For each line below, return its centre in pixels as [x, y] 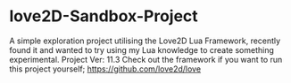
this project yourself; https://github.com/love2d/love [105, 69]
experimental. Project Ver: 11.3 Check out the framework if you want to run [146, 59]
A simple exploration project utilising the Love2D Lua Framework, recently [145, 41]
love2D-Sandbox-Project [104, 16]
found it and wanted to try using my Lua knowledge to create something [142, 49]
